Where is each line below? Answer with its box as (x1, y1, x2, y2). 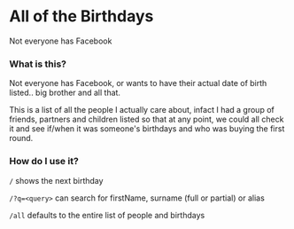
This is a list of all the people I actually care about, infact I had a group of (9, 105, 275, 115)
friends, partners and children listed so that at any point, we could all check (9, 114, 284, 125)
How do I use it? (9, 155, 80, 168)
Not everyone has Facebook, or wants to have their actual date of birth (9, 78, 267, 89)
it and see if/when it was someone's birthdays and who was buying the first (9, 123, 285, 134)
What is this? (9, 58, 66, 70)
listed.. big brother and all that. (9, 87, 121, 99)
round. (9, 133, 34, 144)
